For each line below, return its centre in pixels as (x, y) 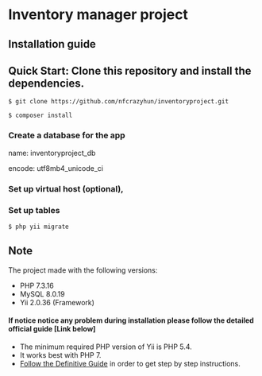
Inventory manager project (98, 15)
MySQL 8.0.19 (42, 294)
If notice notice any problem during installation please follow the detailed (131, 320)
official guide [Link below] (52, 329)
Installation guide (52, 44)
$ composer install (40, 116)
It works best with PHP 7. (60, 355)
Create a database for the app (67, 135)
